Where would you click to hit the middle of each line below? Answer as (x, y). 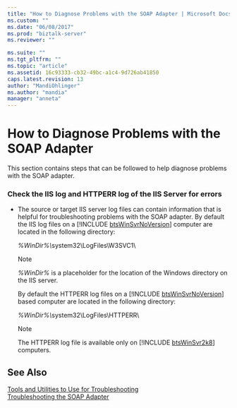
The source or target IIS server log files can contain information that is (120, 210)
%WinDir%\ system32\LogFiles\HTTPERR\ (78, 316)
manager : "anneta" (34, 99)
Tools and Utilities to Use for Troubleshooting (73, 390)
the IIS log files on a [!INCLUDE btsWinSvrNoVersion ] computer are (115, 224)
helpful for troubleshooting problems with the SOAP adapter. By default (121, 217)
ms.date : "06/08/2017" (41, 27)
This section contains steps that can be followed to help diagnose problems (117, 168)
